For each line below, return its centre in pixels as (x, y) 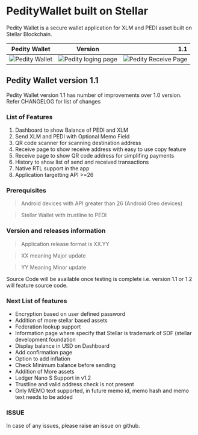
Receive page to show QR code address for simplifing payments (94, 156)
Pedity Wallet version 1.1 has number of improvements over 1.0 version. (94, 95)
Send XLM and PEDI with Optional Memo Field (72, 137)
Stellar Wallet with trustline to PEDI (64, 215)
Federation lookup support (48, 327)
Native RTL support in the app (52, 168)
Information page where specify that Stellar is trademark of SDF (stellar (103, 333)
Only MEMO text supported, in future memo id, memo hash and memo (102, 390)
